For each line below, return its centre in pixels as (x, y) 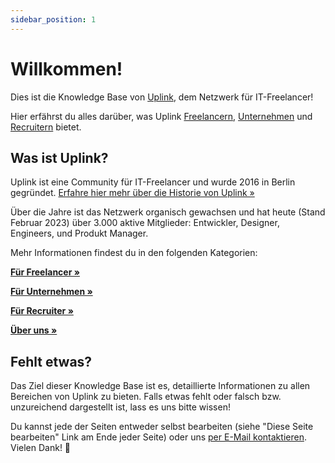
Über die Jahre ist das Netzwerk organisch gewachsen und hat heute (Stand (168, 212)
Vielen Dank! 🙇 (41, 448)
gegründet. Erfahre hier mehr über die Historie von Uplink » (132, 193)
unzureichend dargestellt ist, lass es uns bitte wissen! (120, 407)
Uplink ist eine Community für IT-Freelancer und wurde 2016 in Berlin (153, 182)
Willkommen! (66, 68)
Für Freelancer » (45, 272)
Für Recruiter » (42, 311)
